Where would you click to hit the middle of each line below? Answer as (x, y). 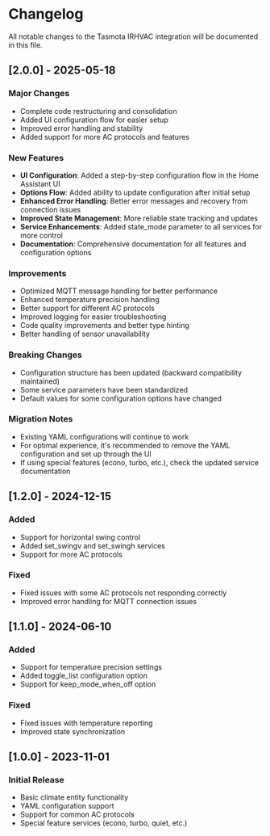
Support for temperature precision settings (91, 667)
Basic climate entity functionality (74, 797)
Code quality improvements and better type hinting (104, 326)
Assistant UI (40, 183)
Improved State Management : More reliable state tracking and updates (139, 218)
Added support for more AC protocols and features (104, 137)
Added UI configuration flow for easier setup (94, 120)
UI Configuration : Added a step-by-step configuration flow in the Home (139, 175)
